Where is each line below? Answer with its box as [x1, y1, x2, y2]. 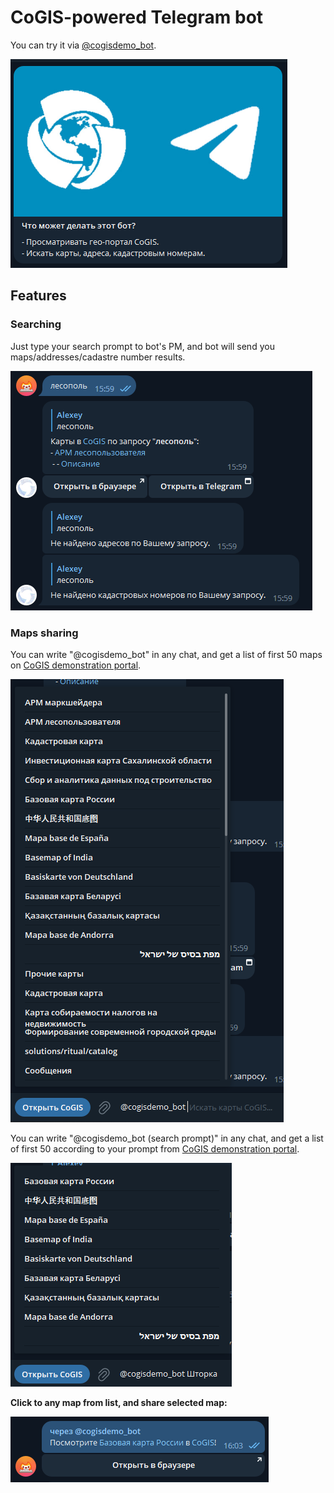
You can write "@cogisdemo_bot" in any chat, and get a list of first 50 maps [10, 648, 323, 660]
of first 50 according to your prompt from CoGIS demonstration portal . [10, 1142, 300, 1155]
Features [10, 287, 67, 305]
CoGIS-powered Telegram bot [10, 6, 264, 29]
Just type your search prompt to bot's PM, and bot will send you [10, 340, 275, 352]
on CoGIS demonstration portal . [10, 659, 142, 671]
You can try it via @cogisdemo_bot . [10, 39, 157, 51]
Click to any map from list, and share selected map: [10, 1396, 228, 1408]
